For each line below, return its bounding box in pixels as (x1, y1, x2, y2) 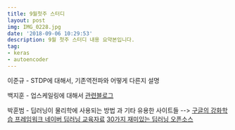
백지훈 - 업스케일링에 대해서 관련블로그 (7, 91, 114, 99)
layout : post (7, 17, 46, 24)
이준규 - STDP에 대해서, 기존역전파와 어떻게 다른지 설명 (7, 76, 160, 84)
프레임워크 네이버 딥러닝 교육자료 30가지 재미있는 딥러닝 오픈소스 (14, 115, 193, 123)
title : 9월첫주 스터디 (7, 10, 65, 18)
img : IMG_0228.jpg (7, 23, 61, 30)
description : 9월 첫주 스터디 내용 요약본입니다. (7, 37, 135, 44)
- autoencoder (7, 56, 49, 63)
